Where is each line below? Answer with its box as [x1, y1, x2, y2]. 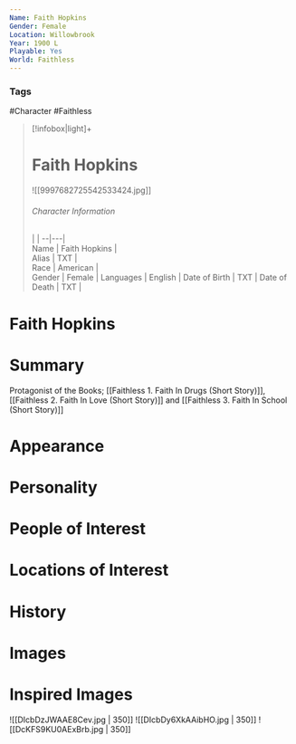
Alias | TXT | [31, 253, 78, 263]
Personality [9, 477, 98, 498]
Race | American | [31, 262, 100, 273]
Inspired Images [9, 684, 133, 704]
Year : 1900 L [9, 38, 59, 48]
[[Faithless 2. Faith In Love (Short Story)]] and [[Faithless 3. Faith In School [9, 395, 288, 405]
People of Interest [9, 519, 147, 539]
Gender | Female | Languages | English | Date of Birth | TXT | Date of [31, 272, 288, 283]
